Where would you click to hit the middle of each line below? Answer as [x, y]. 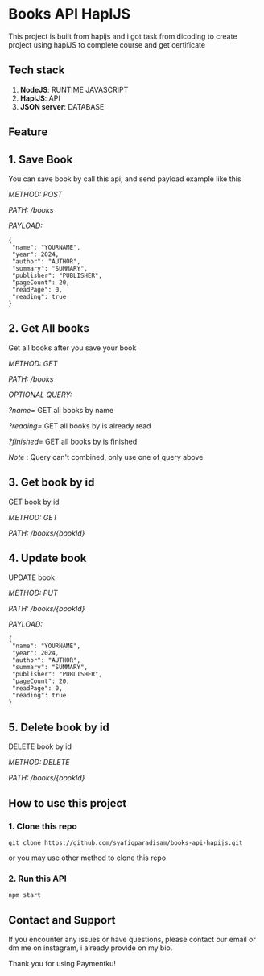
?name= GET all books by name [61, 410]
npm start [25, 895]
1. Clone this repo [43, 826]
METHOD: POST [35, 194]
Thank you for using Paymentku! [62, 964]
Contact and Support [62, 920]
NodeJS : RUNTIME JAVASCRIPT [74, 89]
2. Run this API [37, 879]
